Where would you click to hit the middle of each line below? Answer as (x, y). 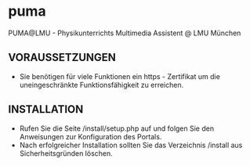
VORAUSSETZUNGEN (62, 58)
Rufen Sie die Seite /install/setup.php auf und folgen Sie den (116, 128)
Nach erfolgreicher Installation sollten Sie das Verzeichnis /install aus (131, 145)
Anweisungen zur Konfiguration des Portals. (91, 136)
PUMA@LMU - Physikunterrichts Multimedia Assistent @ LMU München (125, 33)
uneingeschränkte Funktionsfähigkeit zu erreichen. (101, 85)
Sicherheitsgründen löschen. (66, 153)
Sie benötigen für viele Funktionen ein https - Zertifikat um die (120, 76)
